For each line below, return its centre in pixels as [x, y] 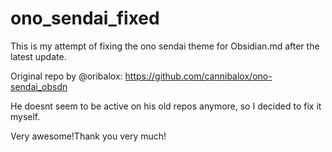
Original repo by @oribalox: [66, 76]
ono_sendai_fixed [85, 18]
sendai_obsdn [39, 86]
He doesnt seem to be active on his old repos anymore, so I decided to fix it [166, 106]
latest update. [38, 56]
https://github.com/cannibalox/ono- [198, 76]
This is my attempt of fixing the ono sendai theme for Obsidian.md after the [165, 46]
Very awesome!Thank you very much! [88, 136]
